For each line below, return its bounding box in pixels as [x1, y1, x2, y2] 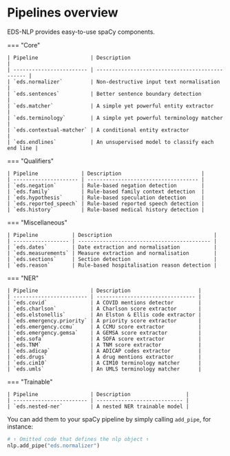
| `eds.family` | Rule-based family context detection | [7, 188, 205, 195]
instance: [7, 422, 34, 431]
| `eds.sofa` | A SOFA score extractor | [7, 335, 202, 342]
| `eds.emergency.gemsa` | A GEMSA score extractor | [7, 329, 202, 336]
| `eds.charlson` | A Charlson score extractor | [7, 305, 202, 312]
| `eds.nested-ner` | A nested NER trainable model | [7, 403, 189, 410]
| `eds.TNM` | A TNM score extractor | [7, 341, 202, 349]
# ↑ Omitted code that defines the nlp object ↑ [7, 435, 149, 442]
